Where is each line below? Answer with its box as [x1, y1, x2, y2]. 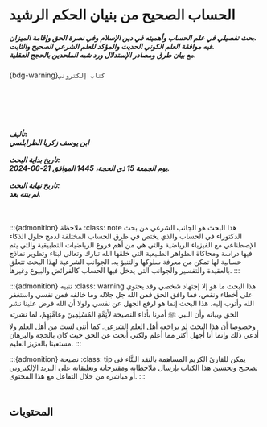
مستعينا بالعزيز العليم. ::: [9, 338, 82, 348]
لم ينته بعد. [9, 189, 41, 198]
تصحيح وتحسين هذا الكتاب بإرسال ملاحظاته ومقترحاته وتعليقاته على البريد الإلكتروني [9, 363, 258, 372]
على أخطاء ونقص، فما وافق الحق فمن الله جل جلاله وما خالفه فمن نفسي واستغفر [9, 289, 253, 299]
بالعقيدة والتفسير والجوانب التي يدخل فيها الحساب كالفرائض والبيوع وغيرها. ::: [9, 265, 240, 275]
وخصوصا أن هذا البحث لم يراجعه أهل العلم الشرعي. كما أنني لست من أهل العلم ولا [9, 321, 256, 331]
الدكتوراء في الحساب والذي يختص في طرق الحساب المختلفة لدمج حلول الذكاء [9, 231, 243, 241]
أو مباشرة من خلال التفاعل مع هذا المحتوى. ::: [9, 371, 146, 381]
